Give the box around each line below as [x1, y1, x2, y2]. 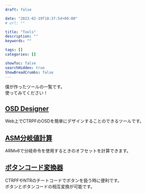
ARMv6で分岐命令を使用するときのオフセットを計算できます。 [5, 148, 131, 153]
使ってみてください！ [5, 90, 48, 96]
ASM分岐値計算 [5, 134, 52, 142]
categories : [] [5, 52, 36, 57]
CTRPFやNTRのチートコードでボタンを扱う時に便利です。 [5, 177, 122, 183]
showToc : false [5, 61, 36, 66]
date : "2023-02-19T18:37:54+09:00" [5, 16, 78, 21]
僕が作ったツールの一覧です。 [5, 84, 65, 90]
